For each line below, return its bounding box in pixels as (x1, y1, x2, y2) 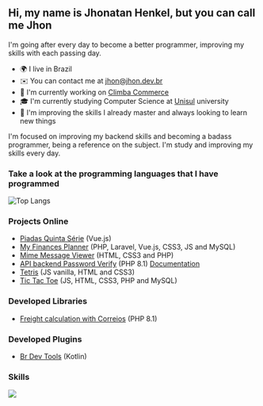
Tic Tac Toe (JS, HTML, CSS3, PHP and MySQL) (19, 276, 178, 285)
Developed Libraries (8, 296, 88, 307)
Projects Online (8, 216, 69, 227)
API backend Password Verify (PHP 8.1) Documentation (19, 259, 200, 269)
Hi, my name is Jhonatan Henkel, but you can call (8, 6, 256, 20)
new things (19, 116, 56, 125)
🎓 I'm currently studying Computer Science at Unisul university (19, 96, 230, 105)
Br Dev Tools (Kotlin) (19, 352, 87, 361)
